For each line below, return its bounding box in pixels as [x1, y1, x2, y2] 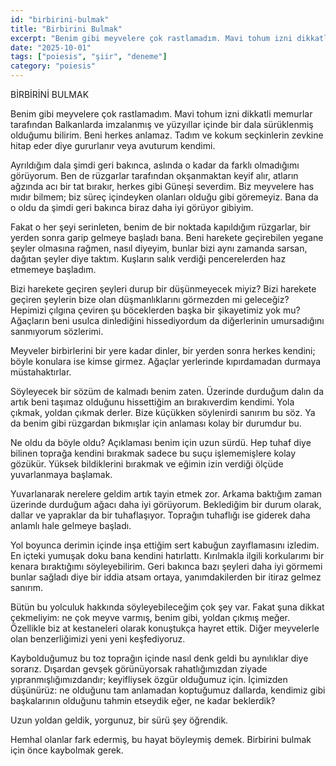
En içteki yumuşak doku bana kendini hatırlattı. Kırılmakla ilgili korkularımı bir [10, 550, 325, 561]
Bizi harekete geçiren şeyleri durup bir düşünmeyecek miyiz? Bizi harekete [10, 283, 317, 295]
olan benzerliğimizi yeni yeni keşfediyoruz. [10, 633, 186, 645]
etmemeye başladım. [10, 264, 97, 275]
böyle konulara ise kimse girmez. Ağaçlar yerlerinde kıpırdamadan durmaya [10, 356, 322, 367]
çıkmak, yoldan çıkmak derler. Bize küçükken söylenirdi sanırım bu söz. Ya [10, 407, 316, 418]
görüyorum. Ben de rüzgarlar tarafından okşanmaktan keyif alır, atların [10, 170, 299, 181]
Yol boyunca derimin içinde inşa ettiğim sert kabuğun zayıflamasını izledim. [10, 539, 320, 551]
